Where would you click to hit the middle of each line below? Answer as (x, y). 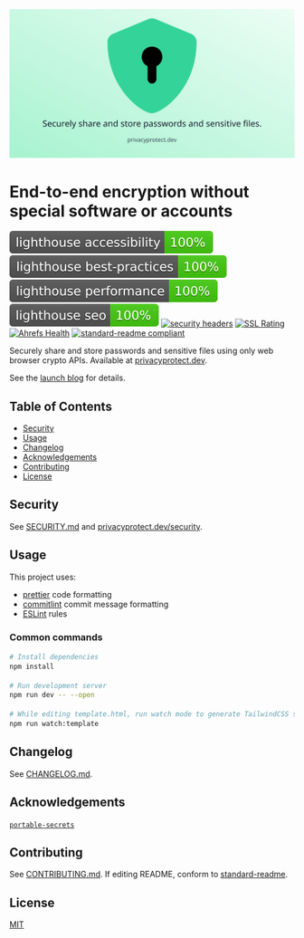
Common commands (56, 636)
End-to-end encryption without (129, 191)
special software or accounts (121, 211)
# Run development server (58, 685)
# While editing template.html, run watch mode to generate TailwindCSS (149, 714)
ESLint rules (45, 613)
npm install (32, 666)
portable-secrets (42, 825)
